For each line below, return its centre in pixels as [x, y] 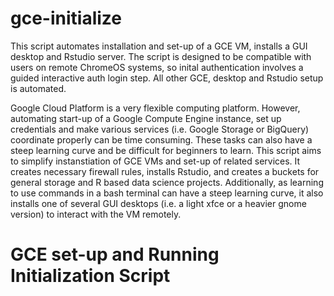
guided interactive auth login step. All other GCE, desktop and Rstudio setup [167, 78]
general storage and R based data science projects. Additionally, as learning [167, 182]
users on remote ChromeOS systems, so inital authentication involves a [157, 67]
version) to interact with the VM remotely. [96, 214]
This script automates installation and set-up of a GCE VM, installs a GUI [159, 46]
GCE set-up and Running [115, 254]
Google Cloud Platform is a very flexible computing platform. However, [155, 108]
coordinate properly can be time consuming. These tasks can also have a [161, 139]
